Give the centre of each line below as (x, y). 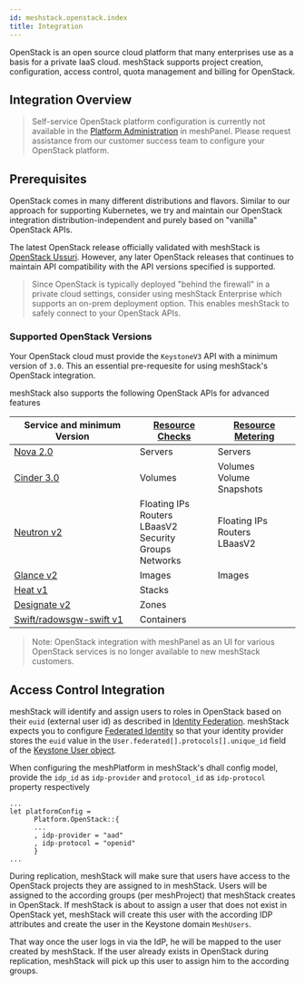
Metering (255, 436)
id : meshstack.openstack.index (69, 18)
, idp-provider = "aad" (79, 835)
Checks (174, 436)
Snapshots (240, 489)
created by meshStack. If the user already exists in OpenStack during (139, 951)
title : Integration (46, 26)
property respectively (50, 787)
